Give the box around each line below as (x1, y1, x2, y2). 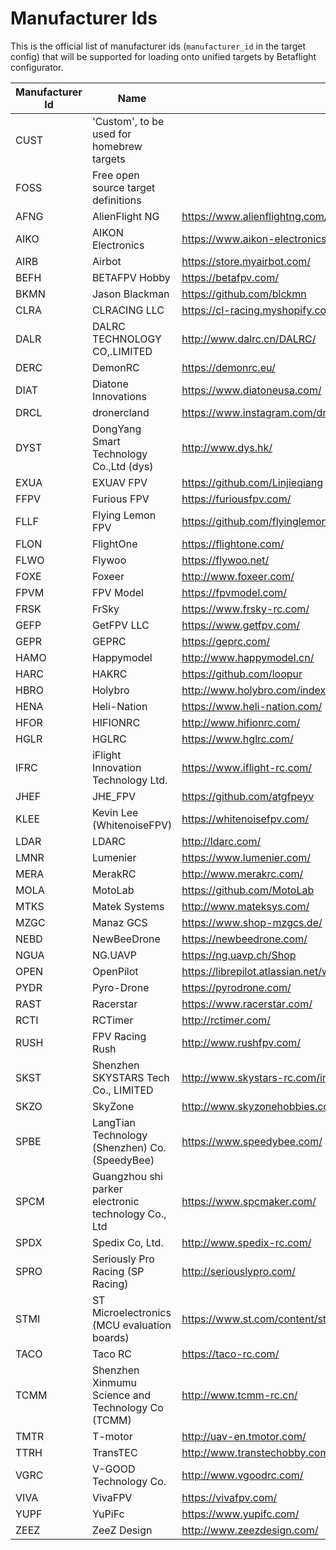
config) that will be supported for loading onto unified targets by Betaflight (10, 50, 317, 62)
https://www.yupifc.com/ (181, 1507, 300, 1521)
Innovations (91, 389, 147, 403)
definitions (91, 193, 142, 207)
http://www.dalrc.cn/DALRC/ (181, 332, 317, 346)
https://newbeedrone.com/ (181, 932, 308, 946)
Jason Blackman (91, 287, 170, 301)
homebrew (91, 139, 143, 153)
